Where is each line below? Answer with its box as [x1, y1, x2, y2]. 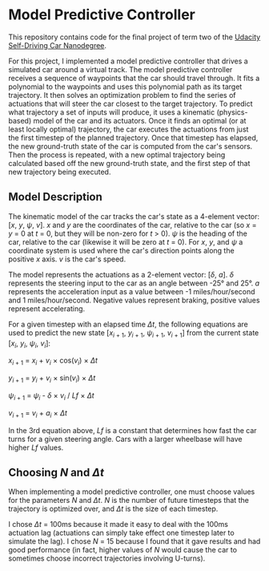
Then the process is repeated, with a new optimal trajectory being [8, 150, 226, 160]
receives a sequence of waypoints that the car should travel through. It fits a [8, 73, 260, 83]
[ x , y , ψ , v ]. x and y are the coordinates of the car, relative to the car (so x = [8, 220, 257, 229]
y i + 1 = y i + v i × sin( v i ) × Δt [8, 373, 96, 384]
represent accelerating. [8, 303, 86, 314]
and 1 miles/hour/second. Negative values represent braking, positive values [8, 295, 260, 305]
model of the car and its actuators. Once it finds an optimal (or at [33, 115, 247, 125]
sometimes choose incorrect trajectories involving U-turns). [8, 553, 206, 563]
